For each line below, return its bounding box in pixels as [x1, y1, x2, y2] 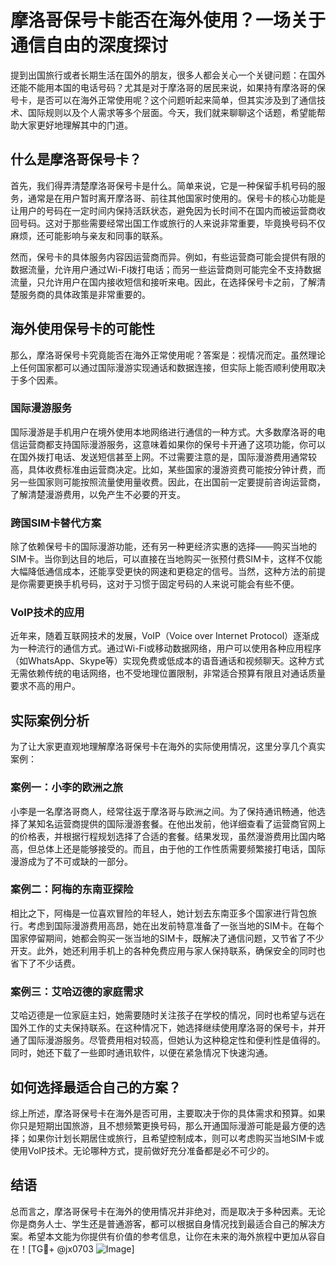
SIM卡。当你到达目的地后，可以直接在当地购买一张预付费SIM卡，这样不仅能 [10, 553, 323, 565]
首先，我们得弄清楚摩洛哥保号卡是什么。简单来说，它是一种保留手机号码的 [10, 179, 317, 191]
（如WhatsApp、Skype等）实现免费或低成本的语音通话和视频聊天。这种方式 [10, 655, 325, 667]
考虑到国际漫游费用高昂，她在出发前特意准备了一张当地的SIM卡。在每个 [27, 919, 325, 931]
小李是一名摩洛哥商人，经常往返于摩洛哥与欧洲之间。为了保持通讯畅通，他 [10, 805, 317, 817]
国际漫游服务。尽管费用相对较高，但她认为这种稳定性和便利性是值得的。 [27, 1034, 326, 1046]
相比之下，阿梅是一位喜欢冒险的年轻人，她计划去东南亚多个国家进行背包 [10, 907, 308, 919]
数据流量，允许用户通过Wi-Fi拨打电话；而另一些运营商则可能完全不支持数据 [10, 263, 322, 275]
